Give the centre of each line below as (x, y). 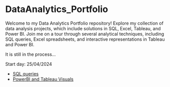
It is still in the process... (30, 54)
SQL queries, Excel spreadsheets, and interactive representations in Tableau (85, 39)
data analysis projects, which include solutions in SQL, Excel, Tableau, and (83, 28)
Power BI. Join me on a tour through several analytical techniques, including (85, 34)
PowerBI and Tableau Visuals (43, 79)
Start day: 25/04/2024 (29, 64)
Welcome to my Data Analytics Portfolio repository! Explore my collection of (84, 23)
